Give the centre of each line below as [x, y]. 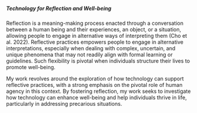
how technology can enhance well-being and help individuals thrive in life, [97, 97]
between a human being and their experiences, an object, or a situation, [94, 29]
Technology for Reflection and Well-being [59, 8]
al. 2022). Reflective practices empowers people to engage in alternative [95, 42]
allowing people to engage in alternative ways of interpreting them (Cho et [97, 35]
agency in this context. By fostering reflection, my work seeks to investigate [98, 91]
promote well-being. [31, 67]
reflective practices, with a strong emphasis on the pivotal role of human [94, 85]
